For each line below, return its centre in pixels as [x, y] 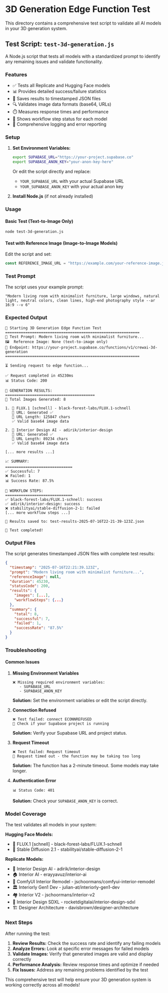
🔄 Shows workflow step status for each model [60, 119]
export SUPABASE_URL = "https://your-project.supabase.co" [73, 157]
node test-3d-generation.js [34, 232]
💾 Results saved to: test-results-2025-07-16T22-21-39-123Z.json [74, 521]
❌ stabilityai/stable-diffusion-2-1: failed [52, 508]
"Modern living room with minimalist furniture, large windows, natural [82, 296]
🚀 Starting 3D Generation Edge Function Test [53, 328]
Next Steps [19, 922]
